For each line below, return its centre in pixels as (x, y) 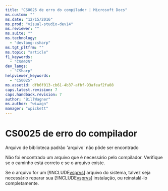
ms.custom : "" (20, 15)
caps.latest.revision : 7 (31, 90)
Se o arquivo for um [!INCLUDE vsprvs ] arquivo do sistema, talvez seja (78, 172)
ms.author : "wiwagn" (27, 104)
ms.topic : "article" (27, 52)
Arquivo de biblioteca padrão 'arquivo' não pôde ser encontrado (72, 148)
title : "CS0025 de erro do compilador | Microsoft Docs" (66, 10)
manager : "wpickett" (27, 109)
